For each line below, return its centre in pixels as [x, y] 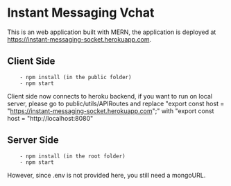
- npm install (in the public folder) [76, 77]
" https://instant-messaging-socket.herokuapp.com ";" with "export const [111, 111]
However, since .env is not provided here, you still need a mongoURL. [106, 175]
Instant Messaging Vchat [81, 13]
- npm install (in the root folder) [73, 156]
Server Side [33, 140]
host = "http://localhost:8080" [50, 118]
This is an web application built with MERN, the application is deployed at [112, 32]
